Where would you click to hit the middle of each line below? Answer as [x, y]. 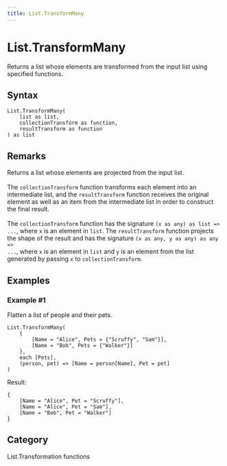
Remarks [27, 156]
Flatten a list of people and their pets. [60, 315]
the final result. [28, 209]
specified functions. [35, 73]
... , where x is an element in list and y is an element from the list [100, 252]
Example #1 [26, 300]
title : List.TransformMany [46, 13]
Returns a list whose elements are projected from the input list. [96, 173]
